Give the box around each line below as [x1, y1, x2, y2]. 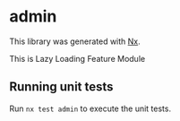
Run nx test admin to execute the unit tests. [9, 103, 172, 114]
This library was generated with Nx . [9, 36, 141, 47]
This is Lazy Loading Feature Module [9, 53, 146, 64]
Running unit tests [9, 79, 114, 95]
